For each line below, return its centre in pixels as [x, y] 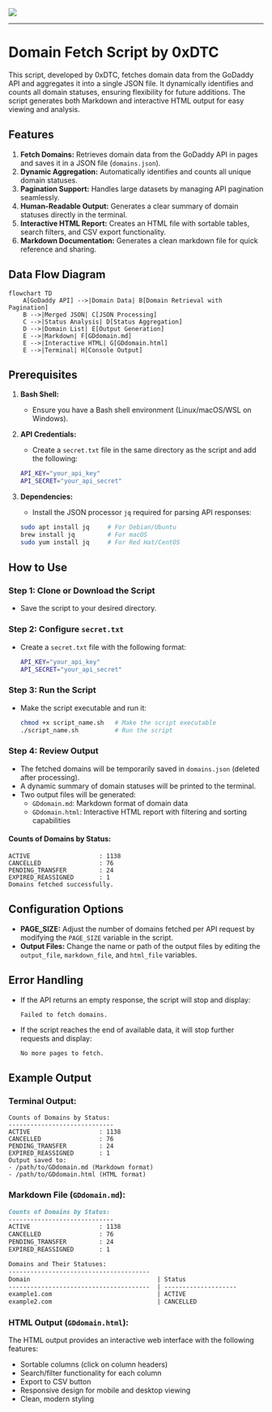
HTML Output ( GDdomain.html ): [69, 1323]
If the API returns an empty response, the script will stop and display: [135, 1000]
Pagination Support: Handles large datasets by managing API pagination [142, 189]
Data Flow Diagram [57, 275]
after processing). [50, 777]
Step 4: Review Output [53, 751]
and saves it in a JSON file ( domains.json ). [90, 163]
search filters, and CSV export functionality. [93, 232]
